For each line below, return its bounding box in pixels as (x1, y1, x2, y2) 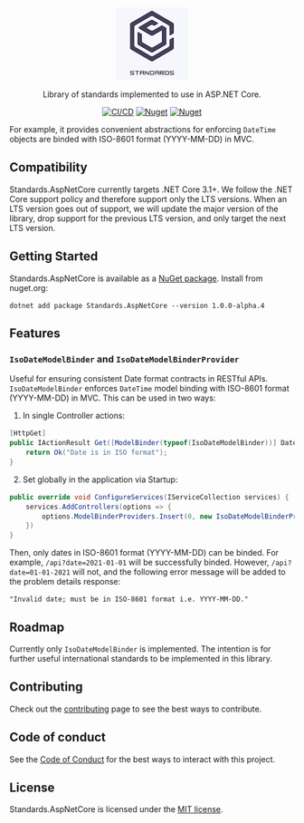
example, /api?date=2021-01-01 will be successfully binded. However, (9, 557, 270, 568)
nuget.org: (9, 282, 48, 293)
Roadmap (9, 619, 65, 634)
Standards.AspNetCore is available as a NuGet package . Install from (9, 273, 263, 284)
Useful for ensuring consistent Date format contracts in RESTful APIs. (9, 373, 269, 384)
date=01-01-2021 (9, 568, 71, 577)
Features (9, 325, 61, 342)
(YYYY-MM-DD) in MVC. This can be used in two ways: (9, 392, 216, 403)
